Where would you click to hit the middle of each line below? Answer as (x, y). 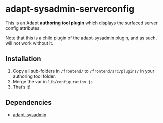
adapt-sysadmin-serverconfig (70, 9)
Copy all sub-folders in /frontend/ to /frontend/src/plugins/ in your (84, 71)
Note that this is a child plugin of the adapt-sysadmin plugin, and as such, (81, 38)
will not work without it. (29, 43)
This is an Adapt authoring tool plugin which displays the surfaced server (81, 23)
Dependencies (28, 103)
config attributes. (23, 28)
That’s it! (21, 87)
